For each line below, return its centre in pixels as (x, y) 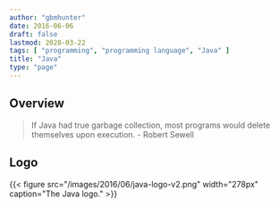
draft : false (34, 34)
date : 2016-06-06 (42, 26)
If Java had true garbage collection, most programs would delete (151, 125)
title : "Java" (36, 59)
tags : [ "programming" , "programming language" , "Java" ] (119, 51)
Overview (37, 104)
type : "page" (34, 68)
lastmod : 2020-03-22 (48, 42)
